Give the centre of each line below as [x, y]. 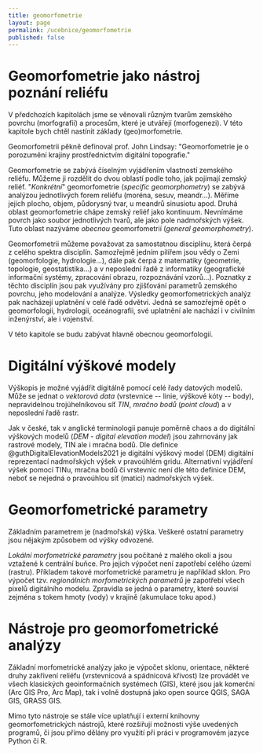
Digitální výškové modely [92, 366]
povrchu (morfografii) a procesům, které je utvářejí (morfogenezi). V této [126, 123]
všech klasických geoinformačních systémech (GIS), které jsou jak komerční [131, 684]
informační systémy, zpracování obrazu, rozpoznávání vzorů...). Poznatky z [130, 277]
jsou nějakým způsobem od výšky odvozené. [81, 540]
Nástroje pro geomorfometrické [113, 629]
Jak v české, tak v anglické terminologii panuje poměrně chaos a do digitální [131, 428]
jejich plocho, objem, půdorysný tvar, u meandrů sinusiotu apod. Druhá [123, 204]
